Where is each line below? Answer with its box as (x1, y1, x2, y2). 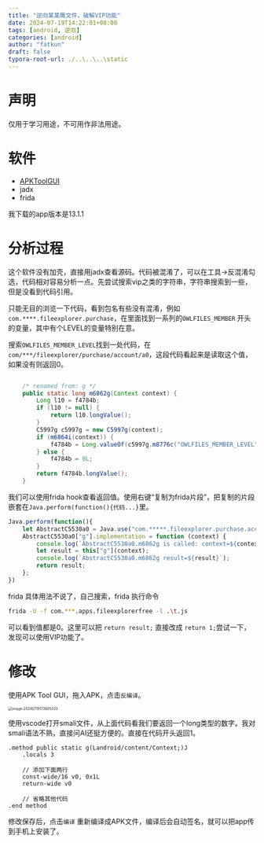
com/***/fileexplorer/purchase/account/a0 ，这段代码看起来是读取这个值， (8, 349, 253, 359)
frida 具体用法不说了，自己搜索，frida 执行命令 (8, 591, 159, 601)
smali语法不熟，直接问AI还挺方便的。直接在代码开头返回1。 (8, 728, 200, 738)
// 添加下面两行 (22, 766, 68, 774)
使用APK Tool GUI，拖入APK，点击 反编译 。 (8, 690, 145, 700)
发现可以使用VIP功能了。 (8, 632, 89, 642)
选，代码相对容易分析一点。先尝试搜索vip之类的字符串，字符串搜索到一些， (8, 277, 252, 286)
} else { (36, 447, 65, 456)
